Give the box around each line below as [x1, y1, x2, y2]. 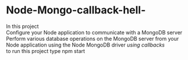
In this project [6, 23, 39, 30]
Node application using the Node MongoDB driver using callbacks [6, 41, 165, 48]
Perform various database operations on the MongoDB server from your [6, 35, 179, 42]
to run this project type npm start [6, 47, 86, 54]
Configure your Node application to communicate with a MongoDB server [6, 29, 183, 36]
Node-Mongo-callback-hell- [6, 3, 146, 17]
